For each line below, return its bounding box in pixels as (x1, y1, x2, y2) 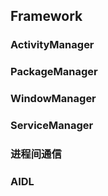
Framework (10, 8, 83, 25)
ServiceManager (10, 119, 94, 133)
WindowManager (10, 92, 97, 106)
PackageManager (10, 65, 98, 79)
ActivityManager (10, 38, 95, 52)
